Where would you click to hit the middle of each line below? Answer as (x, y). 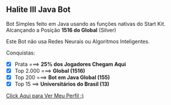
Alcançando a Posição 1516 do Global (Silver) (61, 30)
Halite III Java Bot (38, 10)
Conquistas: (21, 53)
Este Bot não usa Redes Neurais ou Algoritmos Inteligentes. (78, 41)
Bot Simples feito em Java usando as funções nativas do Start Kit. (86, 23)
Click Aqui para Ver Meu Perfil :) (45, 96)
